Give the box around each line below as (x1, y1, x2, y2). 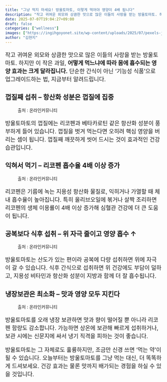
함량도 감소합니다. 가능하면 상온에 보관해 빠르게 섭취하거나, (11, 325, 159, 332)
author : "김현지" (5, 35, 38, 40)
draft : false (5, 21, 32, 26)
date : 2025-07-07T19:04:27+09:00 (5, 16, 75, 21)
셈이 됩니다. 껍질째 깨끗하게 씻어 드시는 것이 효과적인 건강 (17, 136, 160, 143)
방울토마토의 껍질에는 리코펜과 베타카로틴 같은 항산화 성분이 (5, 119, 154, 127)
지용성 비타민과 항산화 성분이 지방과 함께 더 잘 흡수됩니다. (13, 273, 157, 280)
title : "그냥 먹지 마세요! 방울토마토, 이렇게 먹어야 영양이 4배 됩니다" (5, 7, 135, 12)
